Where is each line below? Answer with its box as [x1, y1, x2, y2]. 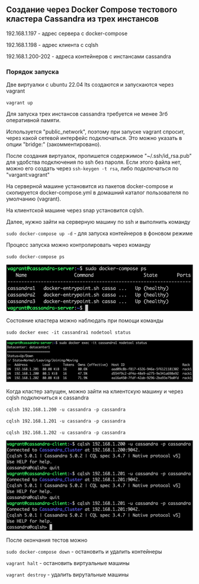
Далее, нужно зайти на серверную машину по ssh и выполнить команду [6, 218, 191, 226]
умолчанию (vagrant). [6, 195, 61, 202]
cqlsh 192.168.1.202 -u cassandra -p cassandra [6, 430, 126, 436]
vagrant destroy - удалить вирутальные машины [6, 571, 129, 578]
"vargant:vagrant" [6, 172, 50, 179]
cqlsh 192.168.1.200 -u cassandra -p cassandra [6, 407, 126, 413]
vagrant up [6, 100, 33, 106]
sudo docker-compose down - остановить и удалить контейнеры [6, 548, 162, 556]
